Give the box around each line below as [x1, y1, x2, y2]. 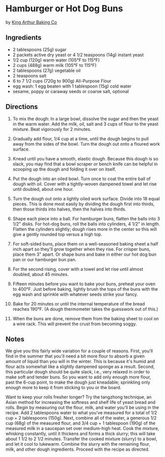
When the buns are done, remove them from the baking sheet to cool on [12, 315, 159, 321]
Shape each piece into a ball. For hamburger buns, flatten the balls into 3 [12, 215, 160, 221]
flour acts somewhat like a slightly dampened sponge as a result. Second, [5, 364, 155, 369]
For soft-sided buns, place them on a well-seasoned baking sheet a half [12, 241, 159, 246]
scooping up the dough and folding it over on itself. [12, 166, 116, 172]
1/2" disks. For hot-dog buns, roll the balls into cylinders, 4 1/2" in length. [12, 221, 160, 227]
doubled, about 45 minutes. [12, 271, 69, 277]
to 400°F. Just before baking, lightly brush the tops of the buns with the [12, 286, 158, 292]
